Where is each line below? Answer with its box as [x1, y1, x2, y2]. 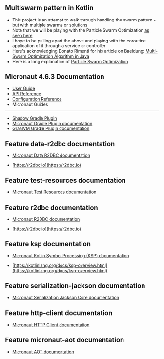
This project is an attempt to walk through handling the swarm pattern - [12, 17, 156, 22]
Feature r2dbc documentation [5, 203, 99, 211]
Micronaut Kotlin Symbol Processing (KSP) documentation [12, 253, 129, 258]
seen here [12, 32, 33, 38]
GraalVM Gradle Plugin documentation [12, 126, 90, 131]
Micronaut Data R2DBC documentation [12, 152, 90, 158]
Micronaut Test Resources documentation [12, 189, 97, 195]
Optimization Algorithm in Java [27, 53, 89, 59]
